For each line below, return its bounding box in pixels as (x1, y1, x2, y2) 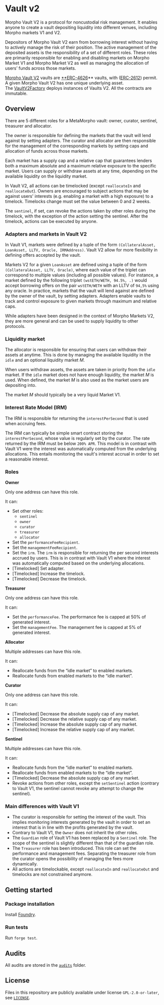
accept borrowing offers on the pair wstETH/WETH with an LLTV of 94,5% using (5, 283, 159, 289)
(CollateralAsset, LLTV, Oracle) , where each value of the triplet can (5, 267, 146, 273)
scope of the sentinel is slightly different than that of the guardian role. (12, 840, 154, 846)
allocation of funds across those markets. (5, 148, 89, 154)
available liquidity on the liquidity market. (5, 173, 88, 179)
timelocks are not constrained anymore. (12, 871, 93, 877)
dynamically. (12, 861, 38, 867)
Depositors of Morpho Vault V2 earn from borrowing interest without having (5, 39, 158, 45)
